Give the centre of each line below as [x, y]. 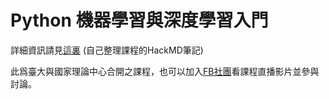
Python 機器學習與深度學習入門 [139, 20]
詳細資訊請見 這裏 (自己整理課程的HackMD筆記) [107, 50]
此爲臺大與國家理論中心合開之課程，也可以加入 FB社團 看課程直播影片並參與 [165, 71]
